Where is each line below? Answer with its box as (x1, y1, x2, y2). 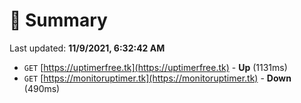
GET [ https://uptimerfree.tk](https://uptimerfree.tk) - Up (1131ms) (23, 61, 288, 73)
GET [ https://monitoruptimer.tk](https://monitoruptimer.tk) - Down (23, 72, 292, 84)
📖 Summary (9, 9, 108, 32)
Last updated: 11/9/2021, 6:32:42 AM (9, 42, 166, 54)
